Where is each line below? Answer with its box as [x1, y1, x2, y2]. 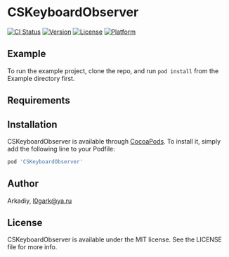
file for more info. [7, 243, 58, 251]
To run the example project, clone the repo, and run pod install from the [7, 66, 219, 75]
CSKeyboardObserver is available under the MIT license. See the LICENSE [7, 235, 223, 244]
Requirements [7, 94, 70, 106]
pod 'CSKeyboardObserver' [7, 158, 83, 165]
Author [7, 177, 39, 190]
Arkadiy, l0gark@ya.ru [7, 196, 72, 205]
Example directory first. [7, 74, 75, 82]
